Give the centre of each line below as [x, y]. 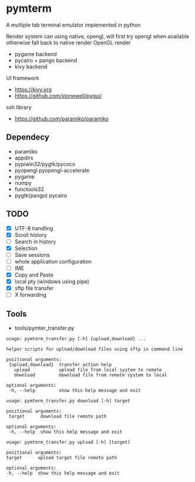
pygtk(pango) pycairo [41, 195]
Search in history [35, 242]
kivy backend [31, 66]
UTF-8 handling [34, 228]
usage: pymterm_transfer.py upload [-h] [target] [68, 442]
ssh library [19, 107]
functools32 [29, 189]
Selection [26, 248]
